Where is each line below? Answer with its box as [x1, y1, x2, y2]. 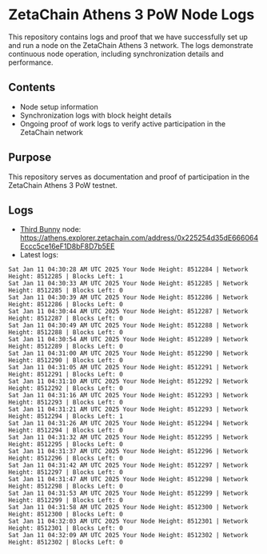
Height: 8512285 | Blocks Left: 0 [8, 286, 124, 295]
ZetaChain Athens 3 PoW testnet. [8, 180, 118, 189]
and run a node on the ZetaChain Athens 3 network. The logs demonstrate [8, 40, 253, 50]
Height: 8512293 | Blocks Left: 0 [8, 398, 124, 407]
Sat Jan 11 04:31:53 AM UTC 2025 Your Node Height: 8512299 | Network [8, 489, 249, 497]
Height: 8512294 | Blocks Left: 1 [8, 413, 124, 420]
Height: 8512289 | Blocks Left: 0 [8, 342, 124, 351]
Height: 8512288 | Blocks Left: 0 [8, 329, 124, 337]
